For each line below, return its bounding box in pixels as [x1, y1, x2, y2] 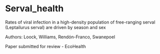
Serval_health [5, 3, 64, 14]
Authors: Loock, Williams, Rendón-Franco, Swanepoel [5, 34, 115, 40]
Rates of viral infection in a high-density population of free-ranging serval [5, 19, 156, 25]
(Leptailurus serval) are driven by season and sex [5, 24, 106, 30]
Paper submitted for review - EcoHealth [5, 43, 86, 49]
